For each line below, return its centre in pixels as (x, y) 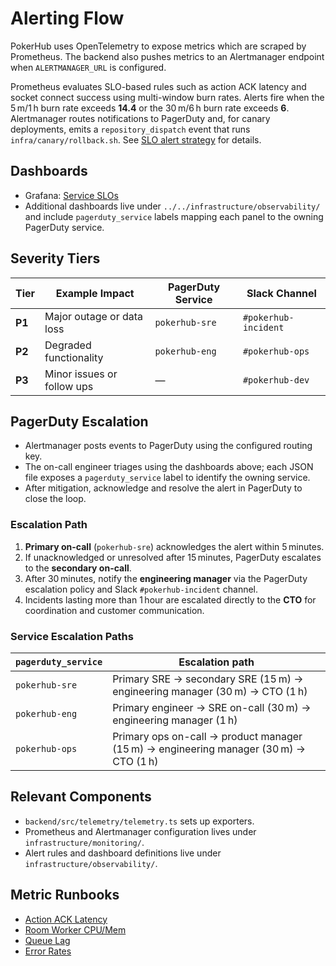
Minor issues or (81, 374)
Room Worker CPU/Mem (75, 929)
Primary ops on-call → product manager (207, 736)
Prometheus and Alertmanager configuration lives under (140, 831)
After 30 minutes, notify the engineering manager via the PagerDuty (166, 578)
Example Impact (95, 293)
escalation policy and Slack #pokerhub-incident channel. (141, 589)
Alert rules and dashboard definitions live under (123, 853)
